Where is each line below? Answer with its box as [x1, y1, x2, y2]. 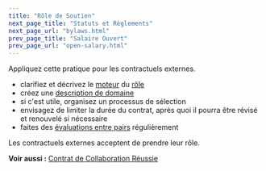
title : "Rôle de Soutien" [8, 11, 95, 20]
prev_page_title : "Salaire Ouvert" [8, 34, 128, 43]
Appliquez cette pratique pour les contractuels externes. [8, 64, 196, 73]
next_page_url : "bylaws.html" [8, 27, 110, 35]
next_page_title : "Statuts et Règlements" [8, 19, 153, 27]
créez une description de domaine [19, 88, 135, 98]
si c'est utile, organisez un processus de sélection [19, 97, 187, 106]
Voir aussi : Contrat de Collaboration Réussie [8, 154, 159, 164]
